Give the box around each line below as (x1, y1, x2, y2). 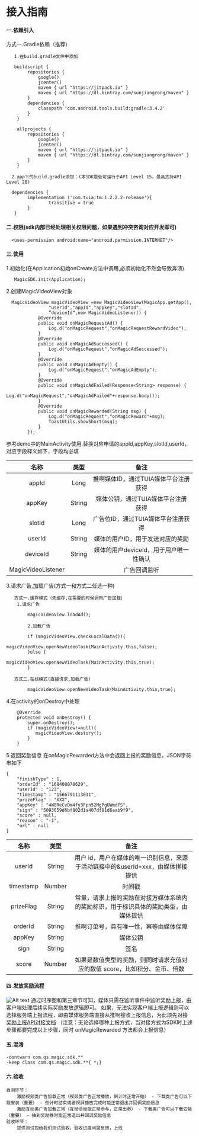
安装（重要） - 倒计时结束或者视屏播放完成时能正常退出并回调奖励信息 (10, 1100, 160, 1106)
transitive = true (48, 200, 94, 206)
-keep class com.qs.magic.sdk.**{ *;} (6, 1060, 102, 1065)
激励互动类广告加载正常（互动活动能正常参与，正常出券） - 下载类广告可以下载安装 (17, 1106, 192, 1112)
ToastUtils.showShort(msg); (48, 418, 118, 424)
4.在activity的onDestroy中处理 (6, 697, 80, 705)
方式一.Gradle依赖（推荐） (6, 41, 71, 48)
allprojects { (17, 126, 52, 132)
